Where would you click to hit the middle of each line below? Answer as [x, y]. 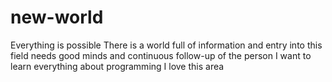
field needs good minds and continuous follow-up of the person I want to [161, 55]
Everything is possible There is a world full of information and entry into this [166, 45]
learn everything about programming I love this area [117, 66]
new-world [57, 17]
